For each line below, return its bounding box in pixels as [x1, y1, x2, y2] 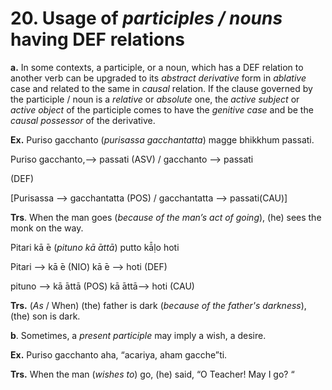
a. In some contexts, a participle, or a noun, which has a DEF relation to [10, 61, 304, 73]
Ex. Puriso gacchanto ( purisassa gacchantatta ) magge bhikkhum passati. [10, 133, 315, 146]
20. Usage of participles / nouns [10, 7, 283, 30]
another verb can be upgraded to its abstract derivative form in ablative [10, 72, 307, 84]
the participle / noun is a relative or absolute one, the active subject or [10, 93, 300, 105]
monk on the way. [10, 222, 84, 234]
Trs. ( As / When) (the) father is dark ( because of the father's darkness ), [10, 299, 307, 311]
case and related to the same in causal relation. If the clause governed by [10, 82, 313, 94]
